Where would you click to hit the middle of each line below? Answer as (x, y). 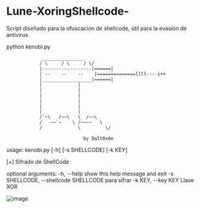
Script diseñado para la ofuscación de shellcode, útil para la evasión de (97, 28)
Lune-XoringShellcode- (68, 11)
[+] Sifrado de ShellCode (38, 161)
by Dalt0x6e (98, 138)
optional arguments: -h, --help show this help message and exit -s (90, 174)
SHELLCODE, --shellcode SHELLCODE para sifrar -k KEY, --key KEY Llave (100, 180)
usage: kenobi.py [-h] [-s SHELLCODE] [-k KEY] (67, 150)
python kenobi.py (29, 47)
